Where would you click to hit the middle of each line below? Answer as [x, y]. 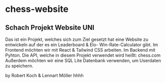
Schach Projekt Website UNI [50, 28]
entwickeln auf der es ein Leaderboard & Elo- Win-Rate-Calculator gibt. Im [82, 45]
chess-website [37, 9]
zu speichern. [19, 66]
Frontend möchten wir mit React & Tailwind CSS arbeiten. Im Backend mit [80, 50]
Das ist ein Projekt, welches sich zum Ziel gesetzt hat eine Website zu [77, 39]
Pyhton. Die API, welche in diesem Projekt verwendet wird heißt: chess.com [83, 55]
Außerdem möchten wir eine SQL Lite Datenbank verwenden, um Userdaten [83, 60]
